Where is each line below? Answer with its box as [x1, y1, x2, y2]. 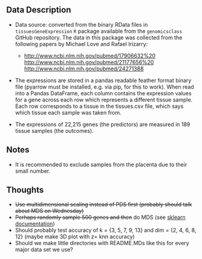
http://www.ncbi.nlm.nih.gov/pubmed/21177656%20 [24, 58, 154, 66]
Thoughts [6, 185, 44, 195]
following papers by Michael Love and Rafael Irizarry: [15, 40, 148, 47]
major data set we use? [15, 246, 74, 254]
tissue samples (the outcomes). [15, 127, 94, 134]
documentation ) [15, 220, 55, 227]
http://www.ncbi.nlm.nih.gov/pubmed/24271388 [24, 65, 144, 72]
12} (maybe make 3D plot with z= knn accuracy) [15, 233, 135, 240]
